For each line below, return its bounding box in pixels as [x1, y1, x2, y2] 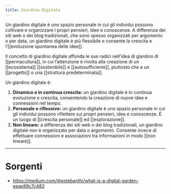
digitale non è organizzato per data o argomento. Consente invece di [12, 127, 157, 133]
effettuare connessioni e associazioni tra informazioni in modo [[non [12, 132, 156, 138]
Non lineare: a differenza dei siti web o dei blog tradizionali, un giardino [12, 122, 163, 128]
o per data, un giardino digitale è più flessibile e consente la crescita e [5, 38, 152, 44]
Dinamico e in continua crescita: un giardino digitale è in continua [12, 89, 152, 95]
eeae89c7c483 [12, 183, 45, 189]
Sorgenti [5, 160, 42, 172]
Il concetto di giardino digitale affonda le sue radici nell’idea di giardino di [5, 53, 159, 59]
